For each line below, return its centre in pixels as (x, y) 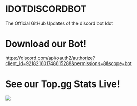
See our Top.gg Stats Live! (63, 84)
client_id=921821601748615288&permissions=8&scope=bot (68, 63)
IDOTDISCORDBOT (46, 9)
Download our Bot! (46, 44)
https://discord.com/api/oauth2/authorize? (50, 58)
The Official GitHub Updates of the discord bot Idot (59, 23)
